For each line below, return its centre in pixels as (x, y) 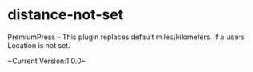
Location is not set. (39, 45)
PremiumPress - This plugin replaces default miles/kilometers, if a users (126, 37)
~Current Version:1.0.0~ (47, 61)
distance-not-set (66, 15)
